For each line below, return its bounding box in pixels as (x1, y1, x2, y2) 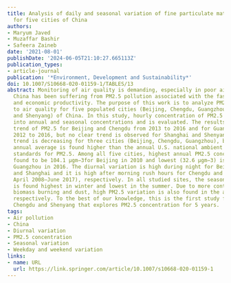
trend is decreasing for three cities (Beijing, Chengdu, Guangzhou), (13, 138, 220, 145)
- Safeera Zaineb (7, 42, 57, 49)
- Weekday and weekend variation (7, 247, 103, 253)
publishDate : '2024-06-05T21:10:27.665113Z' (7, 55, 137, 62)
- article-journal (7, 67, 60, 74)
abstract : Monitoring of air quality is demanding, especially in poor (7, 87, 217, 93)
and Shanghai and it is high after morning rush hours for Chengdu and (13, 170, 223, 177)
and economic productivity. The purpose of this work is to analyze (13, 100, 214, 106)
